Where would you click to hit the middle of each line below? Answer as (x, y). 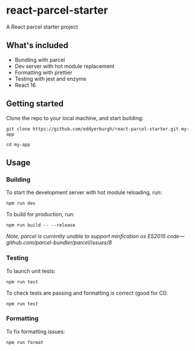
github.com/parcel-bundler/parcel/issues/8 (59, 243)
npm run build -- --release (41, 225)
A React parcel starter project (42, 27)
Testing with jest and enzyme (51, 78)
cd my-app (18, 144)
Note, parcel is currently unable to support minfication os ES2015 (86, 236)
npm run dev (21, 203)
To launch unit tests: (31, 271)
